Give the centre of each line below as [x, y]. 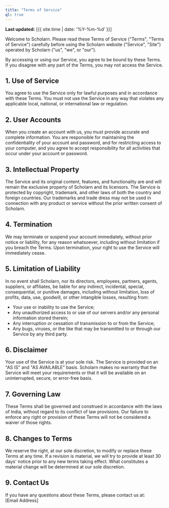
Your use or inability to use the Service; [54, 307]
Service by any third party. [40, 334]
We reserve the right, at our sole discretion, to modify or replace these [78, 451]
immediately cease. [26, 253]
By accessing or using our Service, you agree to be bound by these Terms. [83, 59]
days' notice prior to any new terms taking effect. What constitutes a [77, 461]
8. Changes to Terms [39, 438]
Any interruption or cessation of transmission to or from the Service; [84, 323]
